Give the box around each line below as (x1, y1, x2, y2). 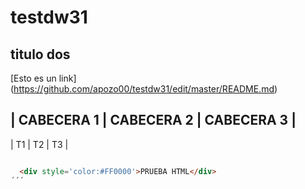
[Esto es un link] (10, 72, 77, 84)
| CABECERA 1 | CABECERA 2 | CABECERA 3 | (10, 112, 297, 129)
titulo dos (10, 46, 71, 63)
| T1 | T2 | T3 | (10, 138, 69, 150)
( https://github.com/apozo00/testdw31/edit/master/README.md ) (10, 83, 278, 95)
